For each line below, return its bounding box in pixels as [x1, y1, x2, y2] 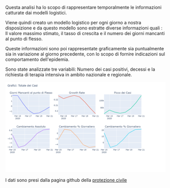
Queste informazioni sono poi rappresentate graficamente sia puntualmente [5, 46, 164, 51]
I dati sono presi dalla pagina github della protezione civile [5, 177, 127, 183]
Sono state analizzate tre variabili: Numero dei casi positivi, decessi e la [5, 66, 155, 72]
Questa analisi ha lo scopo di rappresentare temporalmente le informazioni [5, 5, 162, 10]
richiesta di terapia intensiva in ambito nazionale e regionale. [5, 72, 132, 78]
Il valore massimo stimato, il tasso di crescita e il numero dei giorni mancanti [5, 30, 165, 36]
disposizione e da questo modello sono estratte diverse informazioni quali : [5, 25, 163, 31]
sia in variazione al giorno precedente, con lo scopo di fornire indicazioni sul [5, 51, 165, 57]
